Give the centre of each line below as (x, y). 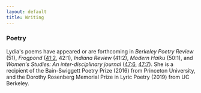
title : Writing (25, 17)
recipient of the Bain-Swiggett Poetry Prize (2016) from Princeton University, (101, 70)
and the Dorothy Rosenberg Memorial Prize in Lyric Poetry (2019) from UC (98, 77)
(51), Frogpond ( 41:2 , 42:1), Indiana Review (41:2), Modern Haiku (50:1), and (100, 58)
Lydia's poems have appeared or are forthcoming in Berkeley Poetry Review (100, 51)
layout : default (26, 12)
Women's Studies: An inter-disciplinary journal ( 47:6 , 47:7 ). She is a (90, 64)
